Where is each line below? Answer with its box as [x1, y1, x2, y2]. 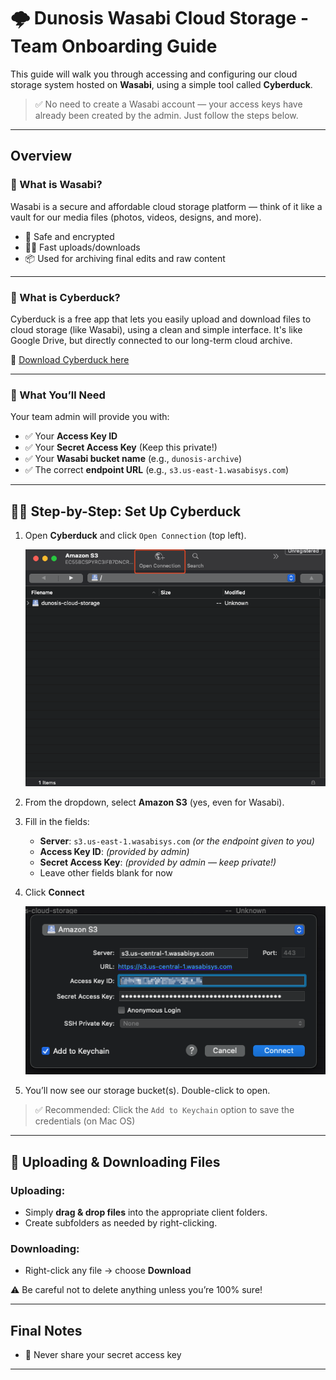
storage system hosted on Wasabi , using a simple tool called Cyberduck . [10, 78, 313, 90]
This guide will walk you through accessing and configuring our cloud [10, 68, 298, 80]
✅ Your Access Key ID [24, 430, 118, 442]
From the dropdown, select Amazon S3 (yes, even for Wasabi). [24, 796, 285, 808]
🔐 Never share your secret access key [24, 1349, 182, 1361]
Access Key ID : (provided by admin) [39, 845, 190, 857]
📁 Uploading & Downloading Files [10, 1153, 221, 1170]
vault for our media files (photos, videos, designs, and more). [10, 211, 262, 223]
